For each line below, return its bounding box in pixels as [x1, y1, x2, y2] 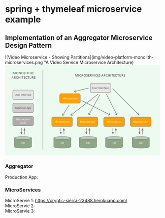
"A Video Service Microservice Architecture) [44, 60, 134, 65]
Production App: [5, 174, 38, 180]
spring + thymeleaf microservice [5, 3, 142, 15]
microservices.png [5, 60, 43, 65]
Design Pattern [5, 41, 52, 50]
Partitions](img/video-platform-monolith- [70, 54, 154, 60]
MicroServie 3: [5, 208, 35, 214]
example [5, 14, 41, 25]
